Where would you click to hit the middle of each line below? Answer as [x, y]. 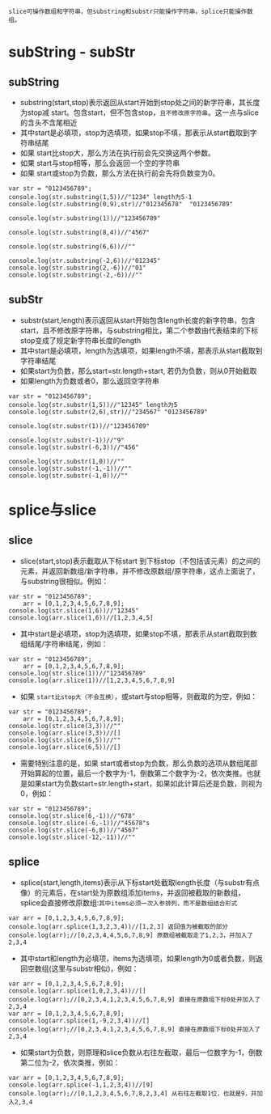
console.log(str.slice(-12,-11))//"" [72, 837]
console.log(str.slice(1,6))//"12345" [74, 610]
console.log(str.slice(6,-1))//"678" [72, 815]
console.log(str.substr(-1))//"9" [67, 440]
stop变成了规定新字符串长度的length [80, 340]
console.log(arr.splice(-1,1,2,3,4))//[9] [81, 1085]
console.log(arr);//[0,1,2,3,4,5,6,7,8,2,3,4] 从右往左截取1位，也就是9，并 [133, 1093]
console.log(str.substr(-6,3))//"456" [74, 447]
